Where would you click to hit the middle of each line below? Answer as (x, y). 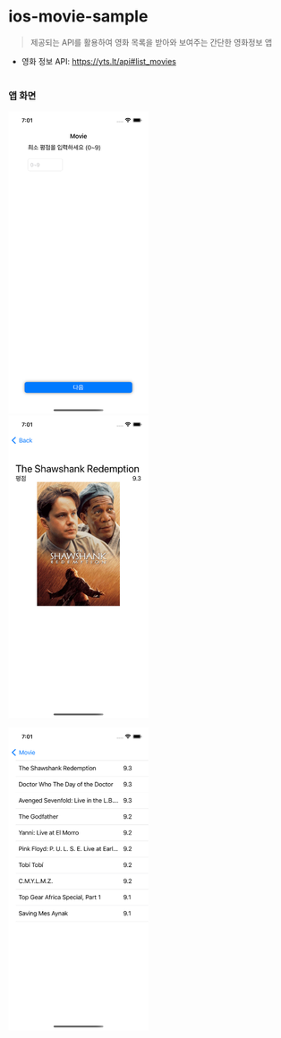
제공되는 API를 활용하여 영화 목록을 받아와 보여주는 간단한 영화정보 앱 (151, 42)
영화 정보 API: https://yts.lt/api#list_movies (98, 61)
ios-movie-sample (78, 17)
